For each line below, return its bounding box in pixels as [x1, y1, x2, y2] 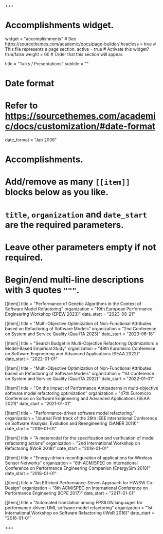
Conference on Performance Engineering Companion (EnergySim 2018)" [5, 465, 151, 471]
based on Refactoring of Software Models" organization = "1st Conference [5, 370, 154, 376]
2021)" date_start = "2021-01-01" [5, 400, 72, 406]
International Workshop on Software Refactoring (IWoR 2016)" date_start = [5, 510, 155, 515]
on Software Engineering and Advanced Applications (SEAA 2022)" [5, 350, 140, 356]
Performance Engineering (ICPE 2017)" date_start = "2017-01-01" [5, 490, 135, 496]
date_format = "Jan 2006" [5, 137, 57, 143]
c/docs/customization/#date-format [5, 121, 156, 132]
